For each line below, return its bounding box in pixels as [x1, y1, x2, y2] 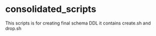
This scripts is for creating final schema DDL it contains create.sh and [5, 20, 151, 26]
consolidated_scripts [5, 3, 97, 15]
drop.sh [5, 25, 22, 31]
